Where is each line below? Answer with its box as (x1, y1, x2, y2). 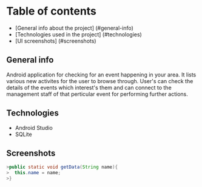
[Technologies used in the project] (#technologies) (15, 30, 143, 38)
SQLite (15, 131, 32, 138)
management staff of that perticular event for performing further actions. (6, 90, 188, 98)
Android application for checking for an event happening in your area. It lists (6, 71, 197, 78)
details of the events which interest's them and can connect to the (6, 84, 172, 91)
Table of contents (6, 4, 97, 18)
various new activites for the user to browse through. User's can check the (6, 77, 194, 84)
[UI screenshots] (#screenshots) (15, 37, 96, 44)
